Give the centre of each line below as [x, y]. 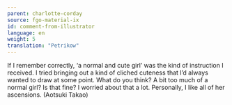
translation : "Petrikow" [43, 46]
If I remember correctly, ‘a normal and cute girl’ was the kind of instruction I [116, 65]
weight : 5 [22, 39]
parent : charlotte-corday [45, 13]
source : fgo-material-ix [43, 20]
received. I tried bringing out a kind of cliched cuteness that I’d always [108, 73]
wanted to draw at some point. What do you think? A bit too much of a [108, 80]
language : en [26, 33]
